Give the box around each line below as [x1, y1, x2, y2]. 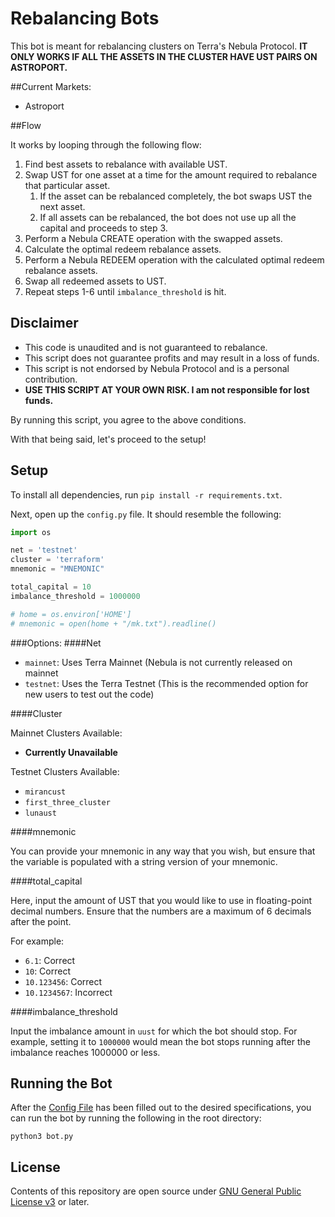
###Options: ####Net [10, 637, 102, 649]
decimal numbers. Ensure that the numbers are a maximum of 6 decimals [10, 905, 312, 917]
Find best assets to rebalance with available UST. [24, 158, 228, 170]
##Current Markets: [10, 80, 92, 92]
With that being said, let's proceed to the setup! [10, 433, 207, 445]
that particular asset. [24, 179, 111, 191]
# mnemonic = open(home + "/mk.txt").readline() [10, 618, 217, 629]
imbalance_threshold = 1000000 [10, 591, 141, 601]
